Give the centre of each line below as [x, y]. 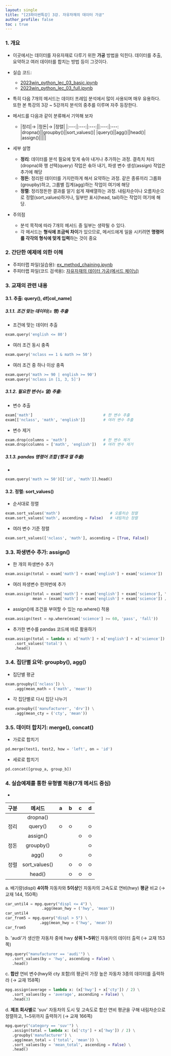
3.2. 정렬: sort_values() [30, 491]
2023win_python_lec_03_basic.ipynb [59, 83]
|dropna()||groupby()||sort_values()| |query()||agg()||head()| [83, 132]
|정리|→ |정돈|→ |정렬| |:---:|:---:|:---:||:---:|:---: [69, 126]
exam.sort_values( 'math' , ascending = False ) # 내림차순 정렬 [72, 518]
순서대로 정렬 [26, 504]
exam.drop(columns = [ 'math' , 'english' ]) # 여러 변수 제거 [69, 445]
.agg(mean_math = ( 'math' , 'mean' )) [53, 689]
